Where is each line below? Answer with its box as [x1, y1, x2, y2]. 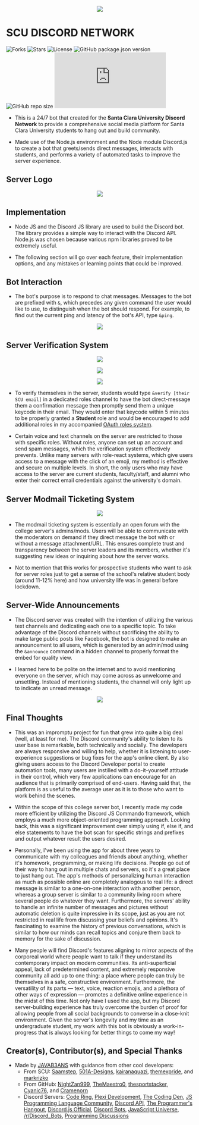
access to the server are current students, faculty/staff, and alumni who [14, 471, 190, 478]
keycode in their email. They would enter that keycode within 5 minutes [14, 408, 189, 416]
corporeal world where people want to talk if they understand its [14, 952, 172, 960]
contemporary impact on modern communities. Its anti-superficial [14, 959, 176, 966]
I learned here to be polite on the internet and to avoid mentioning [14, 665, 176, 672]
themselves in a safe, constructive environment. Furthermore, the [14, 978, 175, 985]
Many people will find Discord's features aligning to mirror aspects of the [14, 947, 194, 954]
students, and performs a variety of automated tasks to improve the [14, 151, 181, 158]
